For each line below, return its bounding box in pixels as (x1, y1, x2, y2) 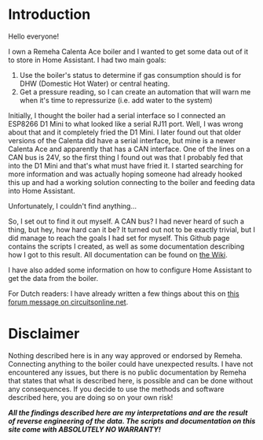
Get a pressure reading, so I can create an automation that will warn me (19, 87, 251, 96)
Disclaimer (8, 325, 80, 343)
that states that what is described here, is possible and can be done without (8, 375, 254, 385)
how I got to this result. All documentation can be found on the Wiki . (8, 250, 228, 259)
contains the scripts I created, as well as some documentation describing (8, 242, 245, 251)
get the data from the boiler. (8, 273, 99, 283)
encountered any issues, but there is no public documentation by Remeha (8, 368, 247, 377)
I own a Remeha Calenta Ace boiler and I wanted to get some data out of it (8, 46, 249, 56)
